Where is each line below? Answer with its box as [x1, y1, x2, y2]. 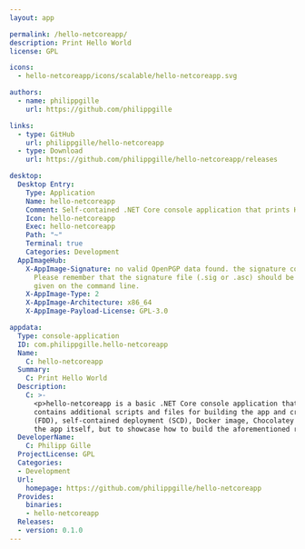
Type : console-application [17, 331, 120, 341]
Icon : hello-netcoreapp [25, 214, 116, 223]
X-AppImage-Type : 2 [25, 290, 100, 299]
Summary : [17, 365, 51, 374]
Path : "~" [25, 231, 64, 240]
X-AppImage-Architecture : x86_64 [25, 298, 152, 307]
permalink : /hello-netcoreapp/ [9, 29, 128, 39]
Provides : [17, 492, 54, 501]
